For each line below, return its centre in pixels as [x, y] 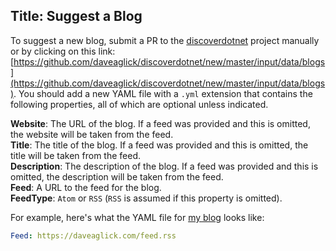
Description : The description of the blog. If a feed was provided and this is [164, 166]
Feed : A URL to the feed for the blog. [86, 187]
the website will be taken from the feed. [92, 134]
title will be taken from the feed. [76, 155]
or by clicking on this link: [63, 51]
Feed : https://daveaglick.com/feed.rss [93, 235]
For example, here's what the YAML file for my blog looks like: [137, 217]
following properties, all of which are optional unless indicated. [139, 104]
